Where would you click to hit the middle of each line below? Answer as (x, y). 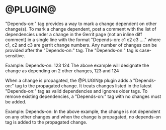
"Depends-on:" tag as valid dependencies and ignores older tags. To (76, 91)
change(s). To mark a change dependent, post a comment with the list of (81, 29)
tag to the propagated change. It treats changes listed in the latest (83, 86)
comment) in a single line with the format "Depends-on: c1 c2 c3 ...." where (83, 40)
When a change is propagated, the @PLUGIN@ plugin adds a (69, 80)
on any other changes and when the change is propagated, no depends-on (83, 116)
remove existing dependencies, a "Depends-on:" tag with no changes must (83, 96)
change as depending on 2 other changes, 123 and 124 (62, 71)
